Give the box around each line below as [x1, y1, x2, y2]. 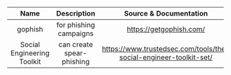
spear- [64, 48, 87, 57]
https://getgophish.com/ [126, 25, 206, 33]
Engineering [10, 48, 50, 57]
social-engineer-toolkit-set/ [119, 52, 213, 62]
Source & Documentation [123, 9, 208, 18]
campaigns [57, 29, 94, 38]
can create [58, 40, 93, 49]
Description [56, 9, 96, 18]
